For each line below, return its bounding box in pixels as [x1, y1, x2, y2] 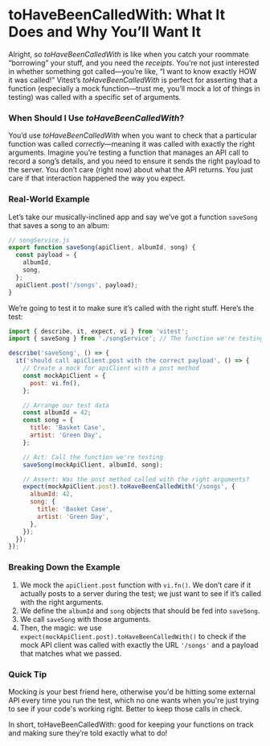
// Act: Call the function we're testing [22, 453, 163, 461]
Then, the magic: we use [19, 623, 102, 632]
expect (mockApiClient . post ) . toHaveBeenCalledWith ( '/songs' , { [22, 483, 235, 491]
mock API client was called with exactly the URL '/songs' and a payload [19, 640, 259, 649]
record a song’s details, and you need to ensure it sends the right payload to [8, 156, 261, 166]
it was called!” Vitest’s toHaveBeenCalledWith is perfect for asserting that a [8, 75, 258, 85]
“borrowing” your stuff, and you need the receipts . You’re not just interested [8, 58, 260, 68]
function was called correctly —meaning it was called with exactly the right [8, 139, 256, 149]
